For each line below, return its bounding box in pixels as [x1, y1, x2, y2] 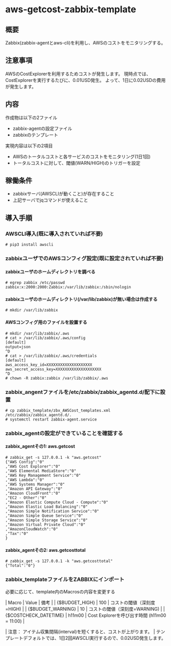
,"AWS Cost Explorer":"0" [5, 464, 60, 469]
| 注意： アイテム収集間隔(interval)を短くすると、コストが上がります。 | [5, 628, 155, 635]
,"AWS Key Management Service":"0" [5, 473, 81, 478]
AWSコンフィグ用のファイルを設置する [5, 319, 88, 325]
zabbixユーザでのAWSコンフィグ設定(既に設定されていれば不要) [5, 255, 164, 262]
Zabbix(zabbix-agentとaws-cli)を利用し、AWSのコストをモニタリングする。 [5, 40, 166, 46]
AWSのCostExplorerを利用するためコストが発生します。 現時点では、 [5, 71, 151, 77]
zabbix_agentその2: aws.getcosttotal [5, 547, 86, 553]
